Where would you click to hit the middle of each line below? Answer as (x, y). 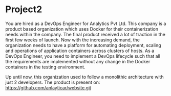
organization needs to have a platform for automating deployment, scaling (83, 45)
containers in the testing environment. (45, 67)
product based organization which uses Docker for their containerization (82, 29)
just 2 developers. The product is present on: (53, 82)
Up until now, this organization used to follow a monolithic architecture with (84, 77)
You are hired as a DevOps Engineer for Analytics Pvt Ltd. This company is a (86, 23)
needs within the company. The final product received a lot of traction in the (85, 34)
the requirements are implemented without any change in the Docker (78, 61)
